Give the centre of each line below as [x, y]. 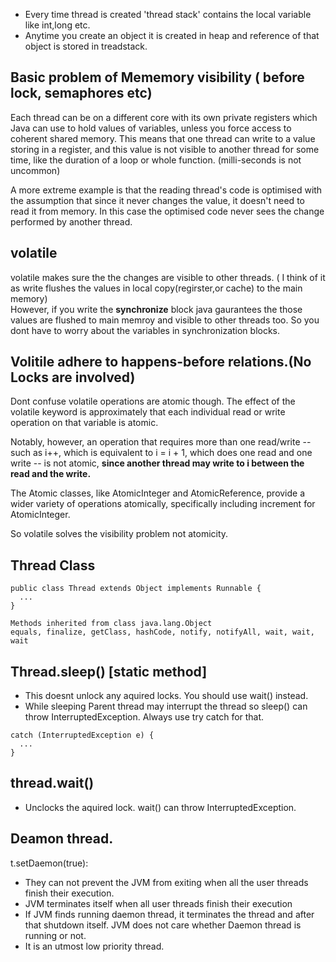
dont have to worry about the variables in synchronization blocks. [145, 330]
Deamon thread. [62, 839]
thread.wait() [52, 783]
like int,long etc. [57, 25]
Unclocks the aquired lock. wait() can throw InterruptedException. [160, 807]
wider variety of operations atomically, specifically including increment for [163, 504]
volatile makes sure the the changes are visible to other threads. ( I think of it [168, 277]
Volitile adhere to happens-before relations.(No [161, 362]
